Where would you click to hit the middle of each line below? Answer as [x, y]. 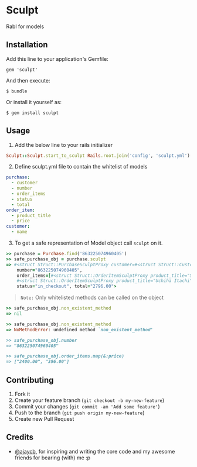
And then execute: [28, 80]
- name [19, 232]
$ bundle [17, 91]
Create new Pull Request [44, 419]
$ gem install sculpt [33, 113]
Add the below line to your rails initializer [64, 145]
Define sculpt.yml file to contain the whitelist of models [81, 167]
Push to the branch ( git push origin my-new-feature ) [79, 413]
